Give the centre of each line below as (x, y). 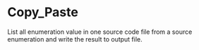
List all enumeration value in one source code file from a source (100, 32)
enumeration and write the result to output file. (75, 39)
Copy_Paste (43, 12)
